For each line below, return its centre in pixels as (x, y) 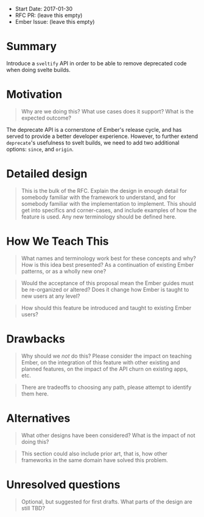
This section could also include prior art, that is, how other (94, 454)
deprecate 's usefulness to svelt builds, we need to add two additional (93, 142)
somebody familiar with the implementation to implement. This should (109, 203)
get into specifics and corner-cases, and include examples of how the (109, 210)
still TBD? (33, 508)
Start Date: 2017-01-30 (44, 9)
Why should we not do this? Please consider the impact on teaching (106, 356)
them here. (35, 394)
